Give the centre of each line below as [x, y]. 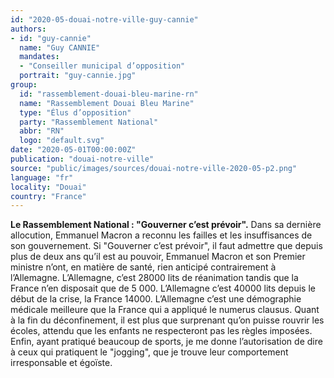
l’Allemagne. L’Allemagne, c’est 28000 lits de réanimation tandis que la [154, 278]
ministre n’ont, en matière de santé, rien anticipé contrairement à [143, 267]
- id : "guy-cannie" [51, 38]
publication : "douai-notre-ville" [82, 159]
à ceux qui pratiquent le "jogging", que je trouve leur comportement [149, 352]
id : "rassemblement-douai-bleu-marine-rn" [109, 94]
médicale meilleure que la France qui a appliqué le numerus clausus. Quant [165, 310]
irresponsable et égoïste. [61, 363]
